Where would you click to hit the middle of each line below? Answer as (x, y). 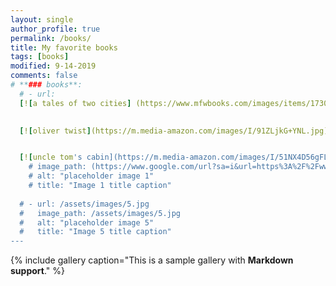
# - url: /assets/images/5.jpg (84, 204)
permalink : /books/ (51, 38)
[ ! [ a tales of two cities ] (75, 103)
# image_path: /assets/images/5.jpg (100, 213)
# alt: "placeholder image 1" (91, 176)
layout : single (42, 19)
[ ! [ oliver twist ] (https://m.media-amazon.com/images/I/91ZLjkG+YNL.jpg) (174, 131)
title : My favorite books (64, 47)
